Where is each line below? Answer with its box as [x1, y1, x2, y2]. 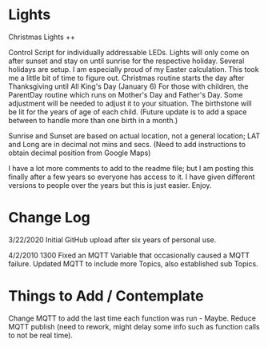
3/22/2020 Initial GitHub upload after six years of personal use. [8, 234, 217, 245]
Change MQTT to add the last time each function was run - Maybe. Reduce [8, 313, 256, 323]
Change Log [8, 209, 90, 227]
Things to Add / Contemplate [8, 287, 204, 305]
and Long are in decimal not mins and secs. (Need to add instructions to [8, 139, 246, 149]
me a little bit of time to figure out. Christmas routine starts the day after [8, 73, 245, 82]
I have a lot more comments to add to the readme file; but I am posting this [8, 163, 254, 173]
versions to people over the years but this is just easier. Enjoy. [8, 180, 212, 189]
